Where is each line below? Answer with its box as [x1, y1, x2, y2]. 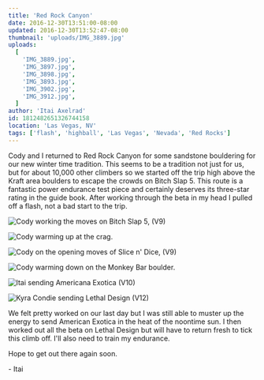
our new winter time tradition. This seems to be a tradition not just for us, [8, 159, 244, 168]
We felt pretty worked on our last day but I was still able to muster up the [8, 308, 244, 318]
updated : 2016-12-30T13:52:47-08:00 [8, 26, 128, 34]
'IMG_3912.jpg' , [22, 92, 76, 100]
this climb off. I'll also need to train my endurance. [8, 333, 171, 343]
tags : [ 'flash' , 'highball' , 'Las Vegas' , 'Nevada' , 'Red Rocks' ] [8, 129, 231, 137]
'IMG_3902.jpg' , [22, 85, 76, 93]
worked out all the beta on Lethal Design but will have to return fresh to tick [8, 325, 253, 334]
